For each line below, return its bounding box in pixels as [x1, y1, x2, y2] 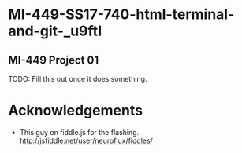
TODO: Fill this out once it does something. [8, 75, 147, 83]
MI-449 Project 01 [8, 53, 99, 67]
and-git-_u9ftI [8, 22, 102, 40]
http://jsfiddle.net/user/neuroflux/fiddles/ [19, 136, 154, 145]
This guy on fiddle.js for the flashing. [19, 127, 140, 137]
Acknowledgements [8, 102, 143, 119]
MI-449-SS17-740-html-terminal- [8, 5, 235, 24]
